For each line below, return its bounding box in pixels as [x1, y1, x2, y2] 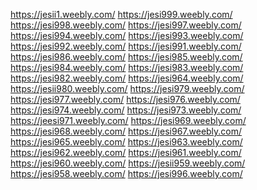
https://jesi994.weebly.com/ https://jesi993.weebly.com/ [10, 30, 244, 41]
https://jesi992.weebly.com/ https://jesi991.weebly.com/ [10, 40, 242, 52]
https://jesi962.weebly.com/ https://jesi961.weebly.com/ [10, 147, 242, 158]
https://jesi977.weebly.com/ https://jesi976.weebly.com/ [10, 94, 241, 105]
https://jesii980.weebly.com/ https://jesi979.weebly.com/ [10, 83, 245, 94]
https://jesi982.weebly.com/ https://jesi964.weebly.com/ [10, 72, 244, 84]
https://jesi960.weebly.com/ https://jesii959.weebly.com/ [10, 157, 246, 169]
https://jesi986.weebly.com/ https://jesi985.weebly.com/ [10, 51, 243, 63]
